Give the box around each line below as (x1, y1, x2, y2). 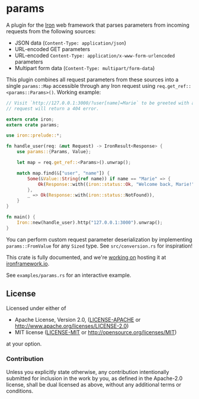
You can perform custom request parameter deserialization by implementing (6, 236, 192, 243)
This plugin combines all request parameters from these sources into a (6, 76, 179, 83)
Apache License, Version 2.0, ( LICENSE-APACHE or (14, 316, 141, 323)
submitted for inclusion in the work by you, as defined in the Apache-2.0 (6, 375, 182, 382)
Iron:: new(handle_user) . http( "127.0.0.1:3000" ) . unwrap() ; (17, 219, 163, 226)
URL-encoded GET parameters (14, 45, 91, 52)
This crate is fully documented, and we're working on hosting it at (6, 254, 166, 261)
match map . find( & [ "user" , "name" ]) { (17, 170, 110, 176)
